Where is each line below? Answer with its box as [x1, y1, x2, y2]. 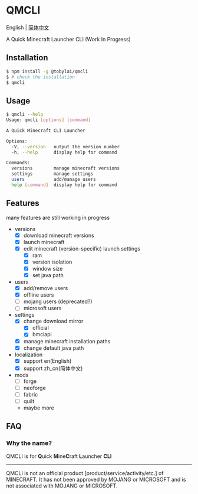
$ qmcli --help [6, 112, 44, 118]
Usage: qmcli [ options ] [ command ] [6, 117, 91, 123]
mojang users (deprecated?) [23, 298, 93, 305]
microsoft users [23, 305, 62, 312]
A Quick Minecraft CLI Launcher [6, 128, 85, 134]
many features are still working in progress [6, 214, 110, 221]
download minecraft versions [23, 232, 94, 239]
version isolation [32, 258, 72, 265]
